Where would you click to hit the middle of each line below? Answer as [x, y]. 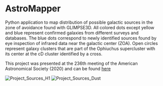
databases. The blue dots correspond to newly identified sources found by [81, 38]
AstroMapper [33, 9]
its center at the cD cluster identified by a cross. [54, 54]
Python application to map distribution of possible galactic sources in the [79, 22]
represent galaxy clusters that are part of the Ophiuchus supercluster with [80, 48]
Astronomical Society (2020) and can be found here [58, 68]
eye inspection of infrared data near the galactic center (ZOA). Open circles [81, 43]
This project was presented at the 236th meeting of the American [71, 63]
